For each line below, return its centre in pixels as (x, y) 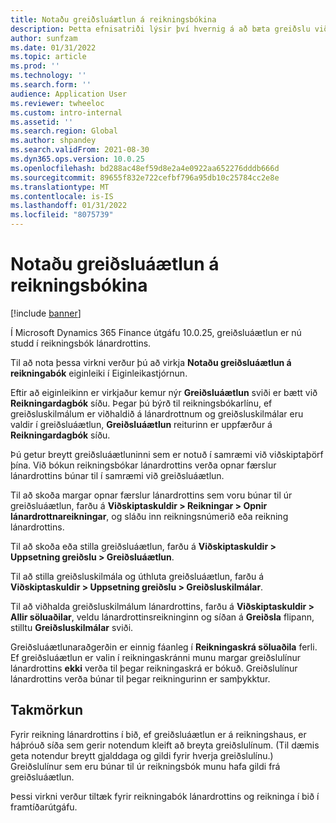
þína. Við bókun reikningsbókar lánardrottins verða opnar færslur (143, 465)
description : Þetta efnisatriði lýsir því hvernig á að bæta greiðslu (160, 29)
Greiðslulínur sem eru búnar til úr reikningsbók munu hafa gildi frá (145, 766)
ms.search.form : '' (51, 85)
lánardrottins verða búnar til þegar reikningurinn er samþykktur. (140, 678)
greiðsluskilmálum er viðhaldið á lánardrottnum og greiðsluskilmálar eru (157, 413)
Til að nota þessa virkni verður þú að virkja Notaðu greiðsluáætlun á (151, 362)
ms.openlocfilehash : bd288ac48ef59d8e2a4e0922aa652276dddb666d (145, 168)
